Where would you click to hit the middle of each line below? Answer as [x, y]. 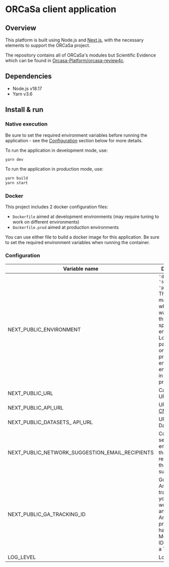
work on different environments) [46, 222]
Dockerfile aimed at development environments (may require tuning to [86, 217]
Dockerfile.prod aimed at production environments [66, 228]
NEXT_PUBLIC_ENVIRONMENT [45, 329]
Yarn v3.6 [22, 94]
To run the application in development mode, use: [57, 150]
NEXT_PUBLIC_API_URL [36, 408]
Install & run [24, 110]
